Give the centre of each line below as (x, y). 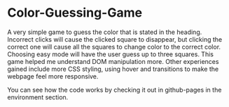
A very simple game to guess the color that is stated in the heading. (105, 32)
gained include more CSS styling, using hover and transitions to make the (113, 69)
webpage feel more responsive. (53, 76)
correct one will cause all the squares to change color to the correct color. (114, 47)
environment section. (38, 97)
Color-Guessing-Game (75, 13)
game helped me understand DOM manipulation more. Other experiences (113, 61)
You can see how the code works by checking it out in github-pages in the (114, 90)
